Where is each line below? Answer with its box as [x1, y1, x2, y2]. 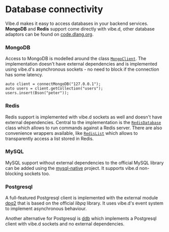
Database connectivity [5, 4, 103, 15]
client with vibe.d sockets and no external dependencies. [5, 221, 125, 227]
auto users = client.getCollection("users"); [5, 86, 103, 91]
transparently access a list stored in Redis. [5, 135, 94, 141]
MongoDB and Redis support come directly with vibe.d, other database [5, 25, 155, 32]
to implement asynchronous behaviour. [5, 206, 87, 212]
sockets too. [24, 170, 50, 177]
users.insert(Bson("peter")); [5, 91, 70, 96]
